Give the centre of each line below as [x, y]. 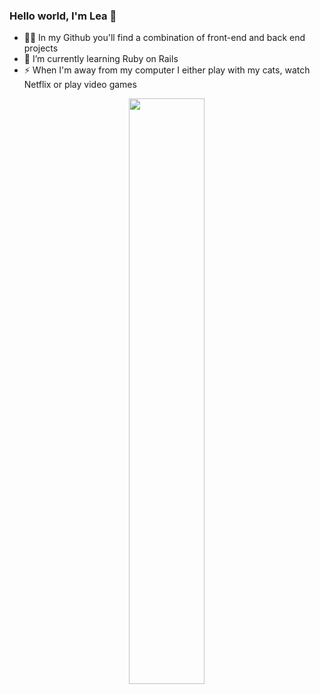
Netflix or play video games [80, 85]
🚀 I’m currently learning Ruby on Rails [101, 59]
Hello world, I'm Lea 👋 [63, 16]
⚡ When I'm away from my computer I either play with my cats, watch [167, 70]
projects [41, 48]
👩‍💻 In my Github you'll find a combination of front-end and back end [164, 38]
